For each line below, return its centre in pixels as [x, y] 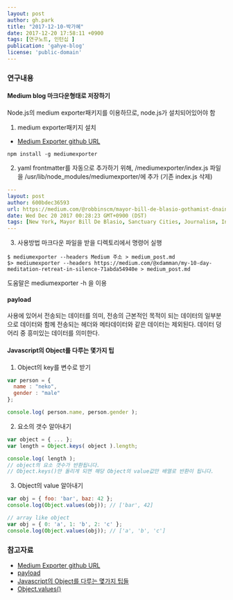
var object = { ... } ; [40, 439]
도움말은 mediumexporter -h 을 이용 [57, 283]
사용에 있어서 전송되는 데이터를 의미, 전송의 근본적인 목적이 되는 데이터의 [105, 316]
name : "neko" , [35, 387]
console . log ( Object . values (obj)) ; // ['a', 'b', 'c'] [87, 530]
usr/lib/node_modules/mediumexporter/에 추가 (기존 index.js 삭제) [120, 177]
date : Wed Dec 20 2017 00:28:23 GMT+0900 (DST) [77, 216]
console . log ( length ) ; [42, 459]
